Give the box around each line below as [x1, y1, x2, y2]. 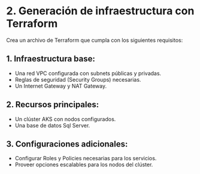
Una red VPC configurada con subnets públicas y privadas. [14, 70, 162, 77]
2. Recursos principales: [6, 100, 99, 110]
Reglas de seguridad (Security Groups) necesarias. [14, 76, 141, 83]
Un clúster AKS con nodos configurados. [14, 115, 116, 123]
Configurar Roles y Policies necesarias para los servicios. [14, 155, 157, 162]
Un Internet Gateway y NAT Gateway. [14, 82, 107, 89]
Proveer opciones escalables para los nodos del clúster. [14, 161, 153, 168]
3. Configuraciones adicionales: [6, 139, 128, 149]
